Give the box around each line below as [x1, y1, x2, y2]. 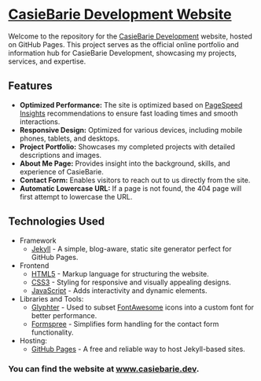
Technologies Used [8, 214, 105, 229]
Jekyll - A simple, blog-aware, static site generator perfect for [31, 244, 232, 253]
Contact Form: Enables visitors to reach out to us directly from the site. [19, 175, 251, 185]
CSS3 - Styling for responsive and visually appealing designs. [31, 277, 232, 287]
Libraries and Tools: [19, 294, 84, 303]
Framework [19, 236, 57, 245]
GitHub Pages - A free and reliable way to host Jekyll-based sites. [31, 344, 245, 354]
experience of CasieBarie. [19, 167, 104, 176]
